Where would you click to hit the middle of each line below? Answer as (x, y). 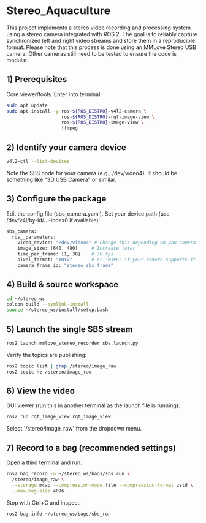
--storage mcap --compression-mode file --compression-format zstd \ (102, 485)
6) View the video (41, 391)
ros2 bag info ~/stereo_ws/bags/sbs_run (59, 514)
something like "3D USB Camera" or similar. (62, 179)
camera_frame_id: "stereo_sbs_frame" (66, 265)
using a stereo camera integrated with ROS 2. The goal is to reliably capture (102, 34)
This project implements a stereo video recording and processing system (99, 28)
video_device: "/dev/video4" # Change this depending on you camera (107, 243)
